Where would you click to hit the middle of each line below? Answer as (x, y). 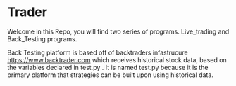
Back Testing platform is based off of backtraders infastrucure (98, 52)
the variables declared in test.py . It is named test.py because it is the (108, 67)
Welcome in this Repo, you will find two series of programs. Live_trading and (118, 31)
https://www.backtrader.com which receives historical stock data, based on (117, 59)
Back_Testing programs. (42, 38)
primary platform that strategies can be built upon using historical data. (110, 75)
